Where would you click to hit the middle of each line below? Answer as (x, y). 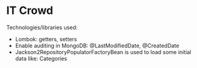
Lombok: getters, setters (46, 39)
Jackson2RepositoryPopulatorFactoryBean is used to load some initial (103, 52)
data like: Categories (41, 58)
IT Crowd (30, 11)
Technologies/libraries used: (42, 27)
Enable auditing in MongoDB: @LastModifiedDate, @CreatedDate (97, 46)
